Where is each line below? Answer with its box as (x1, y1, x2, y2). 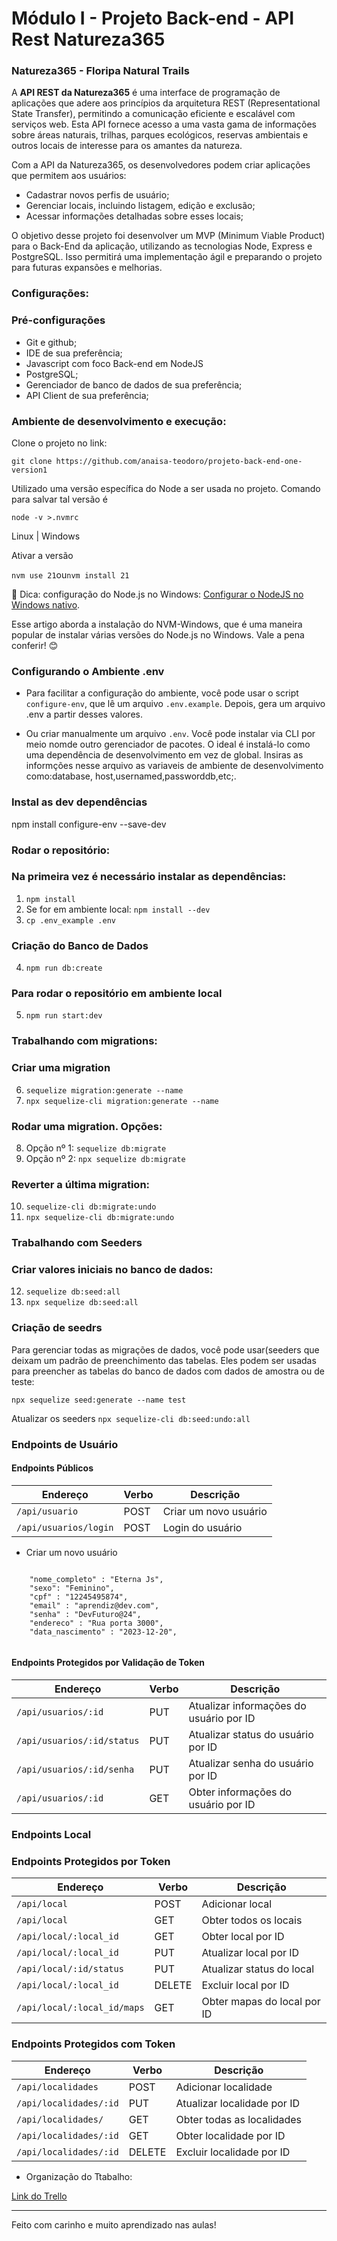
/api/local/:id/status (16, 1963, 124, 1975)
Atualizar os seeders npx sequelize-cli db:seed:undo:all (11, 1412, 251, 1424)
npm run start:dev (25, 1011, 103, 1021)
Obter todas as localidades (175, 2112, 302, 2126)
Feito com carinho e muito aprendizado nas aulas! (11, 2218, 217, 2231)
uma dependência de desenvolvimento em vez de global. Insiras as (25, 749, 304, 761)
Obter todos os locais (201, 1913, 303, 1927)
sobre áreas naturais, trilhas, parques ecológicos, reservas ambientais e (11, 129, 309, 141)
